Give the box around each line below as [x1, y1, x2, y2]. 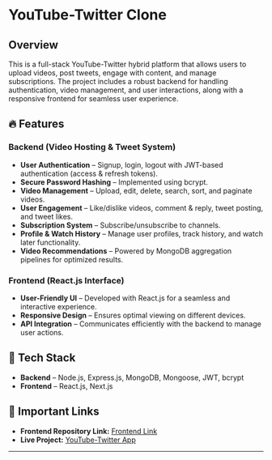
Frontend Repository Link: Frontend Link [19, 426, 158, 436]
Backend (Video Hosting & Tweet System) [8, 142, 176, 153]
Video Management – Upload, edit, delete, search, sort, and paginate [19, 185, 253, 195]
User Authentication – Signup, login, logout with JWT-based [19, 160, 224, 169]
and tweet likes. [19, 211, 74, 221]
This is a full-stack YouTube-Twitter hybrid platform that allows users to [8, 59, 247, 69]
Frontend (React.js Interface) [8, 275, 125, 286]
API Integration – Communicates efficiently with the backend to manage [19, 318, 261, 329]
